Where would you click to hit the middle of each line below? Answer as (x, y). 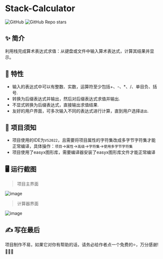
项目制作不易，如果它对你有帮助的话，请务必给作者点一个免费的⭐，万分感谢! (82, 244)
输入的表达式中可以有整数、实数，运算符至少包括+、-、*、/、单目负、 (82, 86)
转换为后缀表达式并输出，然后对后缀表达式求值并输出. (66, 99)
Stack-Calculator (40, 9)
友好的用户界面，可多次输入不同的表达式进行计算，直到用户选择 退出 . (80, 111)
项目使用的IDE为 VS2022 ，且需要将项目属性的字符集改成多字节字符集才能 (84, 140)
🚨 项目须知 (21, 128)
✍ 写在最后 (23, 230)
